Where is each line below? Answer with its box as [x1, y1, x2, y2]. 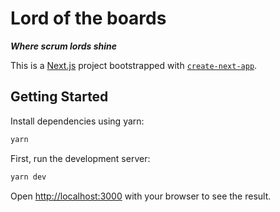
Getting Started [10, 88, 109, 106]
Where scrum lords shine [10, 40, 118, 52]
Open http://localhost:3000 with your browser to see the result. [10, 190, 272, 202]
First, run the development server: [10, 152, 151, 164]
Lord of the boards [10, 7, 167, 30]
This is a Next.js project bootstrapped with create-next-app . [10, 59, 258, 71]
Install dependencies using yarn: [10, 115, 145, 127]
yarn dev [10, 172, 47, 182]
